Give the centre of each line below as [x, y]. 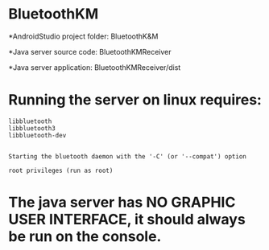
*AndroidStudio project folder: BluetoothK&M [83, 36]
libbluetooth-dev [37, 135]
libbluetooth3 [32, 128]
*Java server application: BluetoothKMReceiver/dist [95, 67]
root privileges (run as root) [61, 170]
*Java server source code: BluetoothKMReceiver [90, 51]
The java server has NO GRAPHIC [122, 203]
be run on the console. [85, 237]
